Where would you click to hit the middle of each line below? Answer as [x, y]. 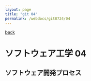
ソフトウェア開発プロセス [43, 73]
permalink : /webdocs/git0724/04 [38, 18]
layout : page [18, 9]
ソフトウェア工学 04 [46, 53]
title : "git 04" [21, 14]
